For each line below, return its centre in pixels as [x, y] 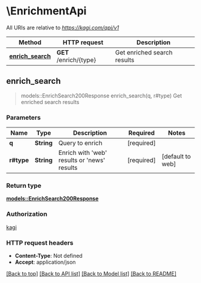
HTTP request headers [40, 242]
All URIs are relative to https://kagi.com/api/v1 [63, 28]
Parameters [23, 117]
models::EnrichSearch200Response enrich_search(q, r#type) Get [101, 95]
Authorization [27, 214]
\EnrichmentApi [46, 11]
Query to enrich [80, 143]
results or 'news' [82, 160]
